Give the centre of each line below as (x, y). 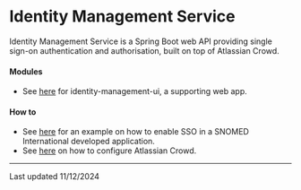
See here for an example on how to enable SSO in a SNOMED (135, 132)
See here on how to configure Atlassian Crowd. (109, 151)
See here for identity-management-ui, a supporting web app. (135, 91)
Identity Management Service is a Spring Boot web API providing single (141, 41)
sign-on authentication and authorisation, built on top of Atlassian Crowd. (144, 50)
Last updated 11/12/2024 (55, 177)
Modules (26, 71)
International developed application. (88, 142)
